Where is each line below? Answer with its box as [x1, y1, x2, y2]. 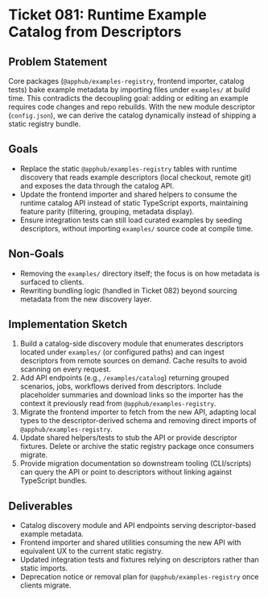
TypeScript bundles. [19, 475, 88, 485]
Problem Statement [8, 55, 108, 69]
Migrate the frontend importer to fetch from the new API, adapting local [19, 407, 257, 417]
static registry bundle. [8, 119, 81, 128]
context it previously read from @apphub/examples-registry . [19, 399, 216, 409]
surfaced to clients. [19, 276, 85, 287]
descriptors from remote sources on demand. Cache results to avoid [19, 356, 247, 366]
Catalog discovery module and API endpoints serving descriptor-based [19, 521, 256, 530]
